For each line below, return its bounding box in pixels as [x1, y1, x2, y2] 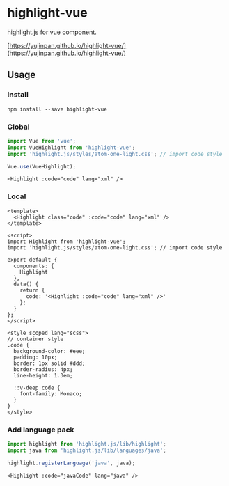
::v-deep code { [13, 384, 61, 391]
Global [7, 122, 30, 132]
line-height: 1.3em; [13, 372, 73, 379]
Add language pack [7, 425, 74, 434]
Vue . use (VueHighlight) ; [7, 163, 77, 170]
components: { [13, 262, 54, 269]
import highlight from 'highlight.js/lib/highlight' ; [7, 441, 167, 448]
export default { [7, 256, 58, 263]
